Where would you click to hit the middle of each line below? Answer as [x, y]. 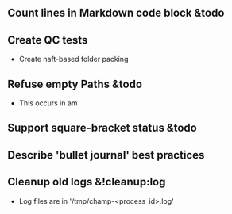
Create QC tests [48, 40]
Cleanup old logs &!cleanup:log [87, 182]
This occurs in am [48, 103]
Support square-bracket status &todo [102, 128]
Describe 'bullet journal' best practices [106, 155]
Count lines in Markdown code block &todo [116, 13]
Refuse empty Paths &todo [75, 84]
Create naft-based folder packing [73, 59]
